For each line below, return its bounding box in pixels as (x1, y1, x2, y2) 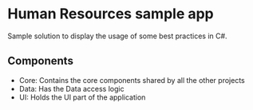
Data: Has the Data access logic (18, 84, 125, 93)
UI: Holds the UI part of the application (18, 92, 146, 102)
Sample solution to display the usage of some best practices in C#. (7, 31, 228, 41)
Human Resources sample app (7, 5, 215, 23)
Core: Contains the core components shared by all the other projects (18, 75, 245, 84)
